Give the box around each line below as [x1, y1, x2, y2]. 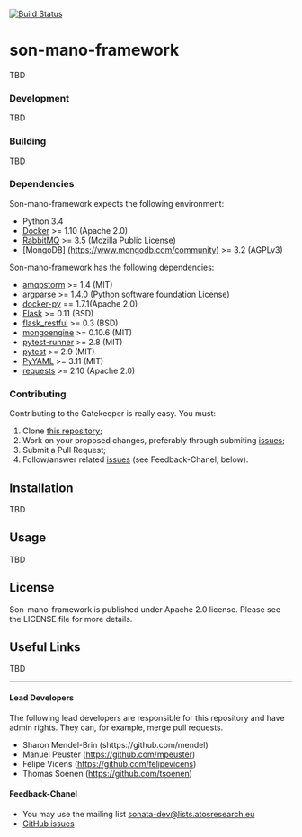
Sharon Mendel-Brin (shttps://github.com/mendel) [22, 739, 209, 750]
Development [9, 92, 70, 104]
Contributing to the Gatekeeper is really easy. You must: [9, 408, 217, 419]
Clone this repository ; [22, 425, 103, 436]
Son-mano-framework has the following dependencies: [9, 262, 215, 272]
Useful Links [9, 639, 81, 654]
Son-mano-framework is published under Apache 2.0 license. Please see [9, 603, 281, 615]
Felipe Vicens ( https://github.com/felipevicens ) [22, 758, 197, 769]
